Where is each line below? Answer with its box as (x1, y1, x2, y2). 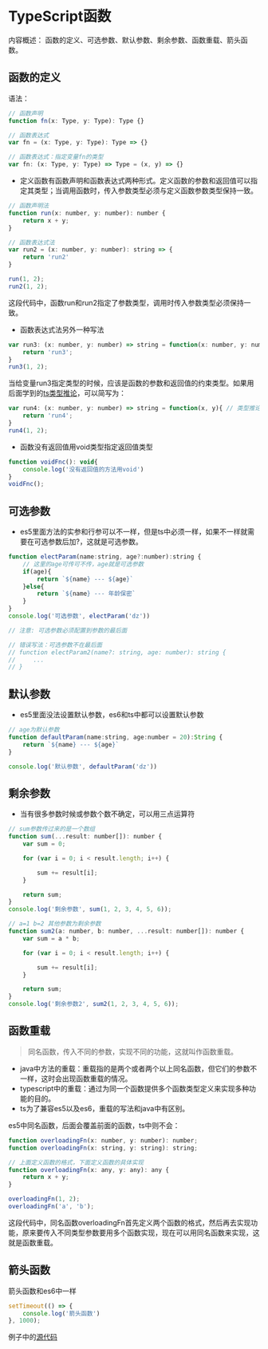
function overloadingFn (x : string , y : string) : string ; (8, 1144, 198, 1152)
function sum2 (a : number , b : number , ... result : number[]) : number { (8, 927, 245, 936)
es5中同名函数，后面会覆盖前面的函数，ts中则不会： (8, 1120, 180, 1130)
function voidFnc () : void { (8, 458, 98, 466)
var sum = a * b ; (22, 934, 81, 942)
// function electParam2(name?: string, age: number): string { (8, 648, 227, 657)
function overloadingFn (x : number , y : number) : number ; (8, 1136, 198, 1145)
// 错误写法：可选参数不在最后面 (8, 641, 102, 649)
